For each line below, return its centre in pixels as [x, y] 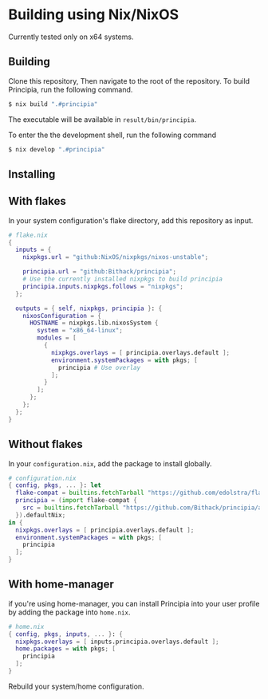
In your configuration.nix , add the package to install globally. [110, 463]
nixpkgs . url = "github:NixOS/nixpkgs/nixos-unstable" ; [116, 257]
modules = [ [57, 338]
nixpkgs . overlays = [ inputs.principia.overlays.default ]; [117, 642]
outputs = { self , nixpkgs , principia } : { [89, 308]
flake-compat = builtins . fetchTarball [80, 493]
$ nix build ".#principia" [53, 104]
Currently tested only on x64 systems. [71, 37]
